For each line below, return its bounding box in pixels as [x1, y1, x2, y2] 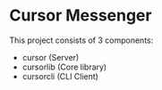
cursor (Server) [21, 52, 80, 62]
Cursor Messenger [9, 5, 152, 26]
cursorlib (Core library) [21, 61, 107, 72]
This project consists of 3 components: [9, 35, 154, 45]
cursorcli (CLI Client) [21, 70, 98, 81]
